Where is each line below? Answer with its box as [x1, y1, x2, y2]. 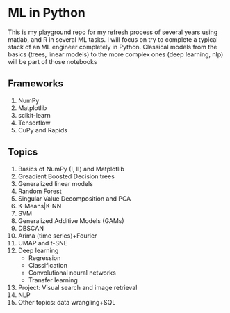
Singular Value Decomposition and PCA [17, 194, 131, 203]
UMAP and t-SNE [17, 238, 68, 247]
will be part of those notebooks [8, 57, 97, 66]
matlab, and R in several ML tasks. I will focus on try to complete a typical [8, 35, 218, 43]
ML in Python [8, 5, 86, 21]
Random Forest [17, 187, 62, 195]
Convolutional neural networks [28, 268, 117, 277]
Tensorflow [17, 119, 51, 127]
